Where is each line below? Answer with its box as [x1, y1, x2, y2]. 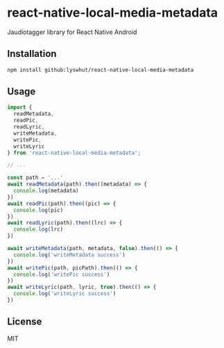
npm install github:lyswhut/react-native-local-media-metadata [7, 66, 194, 74]
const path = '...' [7, 174, 64, 181]
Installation [7, 48, 57, 60]
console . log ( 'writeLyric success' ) [13, 290, 117, 297]
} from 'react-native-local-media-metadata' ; [7, 149, 141, 156]
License [7, 316, 42, 328]
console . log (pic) [13, 206, 64, 213]
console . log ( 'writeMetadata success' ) [13, 251, 126, 258]
